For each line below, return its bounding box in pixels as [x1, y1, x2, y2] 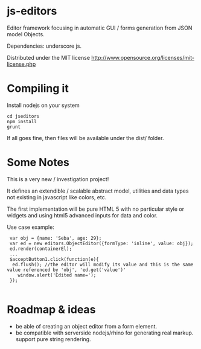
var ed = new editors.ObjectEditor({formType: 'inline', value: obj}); [9, 240, 194, 246]
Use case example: [7, 223, 55, 231]
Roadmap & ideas [7, 303, 96, 316]
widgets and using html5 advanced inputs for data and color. [7, 211, 158, 219]
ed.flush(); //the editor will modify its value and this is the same [12, 261, 194, 267]
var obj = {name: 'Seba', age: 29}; [9, 235, 102, 241]
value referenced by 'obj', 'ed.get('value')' [7, 267, 126, 273]
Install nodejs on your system [7, 101, 80, 109]
